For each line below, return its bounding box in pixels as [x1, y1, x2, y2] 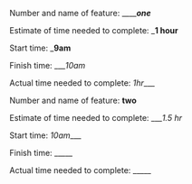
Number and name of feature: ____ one [9, 8, 151, 18]
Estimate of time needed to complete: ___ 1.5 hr [9, 113, 183, 123]
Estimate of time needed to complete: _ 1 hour [9, 25, 178, 35]
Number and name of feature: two [9, 95, 138, 106]
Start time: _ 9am [9, 42, 72, 53]
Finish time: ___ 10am [9, 60, 86, 70]
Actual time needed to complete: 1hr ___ [9, 78, 156, 88]
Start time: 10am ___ [9, 130, 82, 141]
